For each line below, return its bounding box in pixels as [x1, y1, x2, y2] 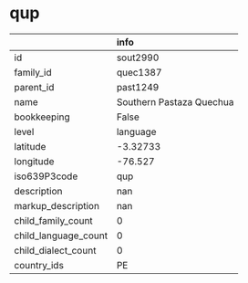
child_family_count [14, 214, 93, 226]
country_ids [14, 258, 64, 271]
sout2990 [116, 51, 160, 64]
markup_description [14, 199, 100, 212]
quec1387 [116, 66, 162, 79]
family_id [14, 66, 52, 79]
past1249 [116, 80, 160, 93]
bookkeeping [14, 110, 70, 123]
